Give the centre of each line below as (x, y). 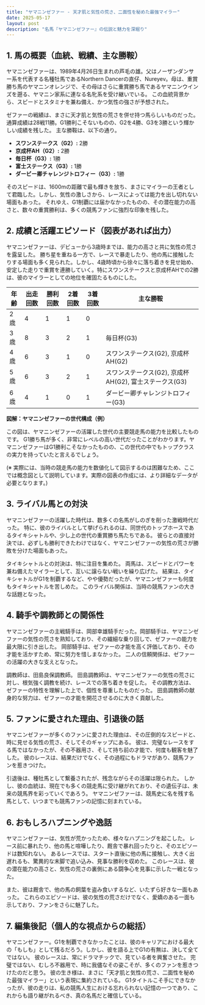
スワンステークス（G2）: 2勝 (52, 143)
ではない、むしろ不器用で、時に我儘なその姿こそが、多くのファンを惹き (102, 965)
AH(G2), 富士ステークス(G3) (146, 381)
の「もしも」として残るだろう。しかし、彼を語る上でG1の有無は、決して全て (103, 949)
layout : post (23, 23)
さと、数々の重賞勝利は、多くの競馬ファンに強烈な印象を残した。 (89, 210)
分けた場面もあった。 (44, 550)
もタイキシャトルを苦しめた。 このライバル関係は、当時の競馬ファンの (95, 586)
